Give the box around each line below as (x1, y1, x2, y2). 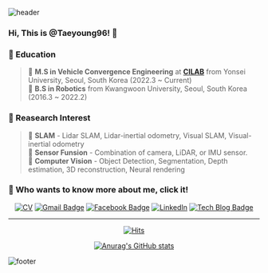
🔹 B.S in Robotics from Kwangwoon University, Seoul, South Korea (27, 84, 247, 93)
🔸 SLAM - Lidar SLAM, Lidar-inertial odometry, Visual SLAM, (27, 130, 227, 140)
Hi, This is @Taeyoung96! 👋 (8, 27, 118, 38)
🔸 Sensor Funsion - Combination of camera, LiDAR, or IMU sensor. (27, 148, 248, 157)
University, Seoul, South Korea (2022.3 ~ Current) (27, 76, 192, 85)
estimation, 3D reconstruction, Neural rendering (27, 164, 186, 174)
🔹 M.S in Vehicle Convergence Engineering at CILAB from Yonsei (27, 67, 246, 77)
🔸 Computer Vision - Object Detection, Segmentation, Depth (27, 156, 229, 165)
